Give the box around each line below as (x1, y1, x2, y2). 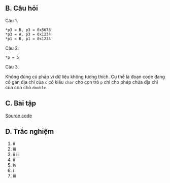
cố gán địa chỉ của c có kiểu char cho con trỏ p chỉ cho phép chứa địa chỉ (5, 79, 158, 85)
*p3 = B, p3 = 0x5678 (5, 27, 51, 32)
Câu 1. (5, 17, 19, 23)
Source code (5, 113, 32, 119)
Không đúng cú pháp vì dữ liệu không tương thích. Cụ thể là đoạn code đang (5, 74, 165, 80)
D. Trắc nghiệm (5, 127, 54, 136)
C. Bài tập (5, 99, 37, 108)
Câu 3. (5, 63, 19, 70)
